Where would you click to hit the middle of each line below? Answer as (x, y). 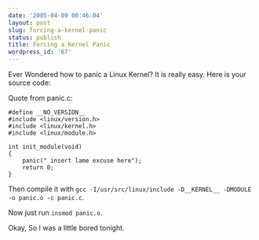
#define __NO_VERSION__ (47, 113)
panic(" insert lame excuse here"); (82, 161)
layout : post (29, 23)
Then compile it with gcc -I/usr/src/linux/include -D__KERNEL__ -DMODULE (130, 189)
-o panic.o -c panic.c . (46, 197)
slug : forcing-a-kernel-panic (58, 30)
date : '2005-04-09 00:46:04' (56, 15)
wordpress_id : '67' (40, 52)
